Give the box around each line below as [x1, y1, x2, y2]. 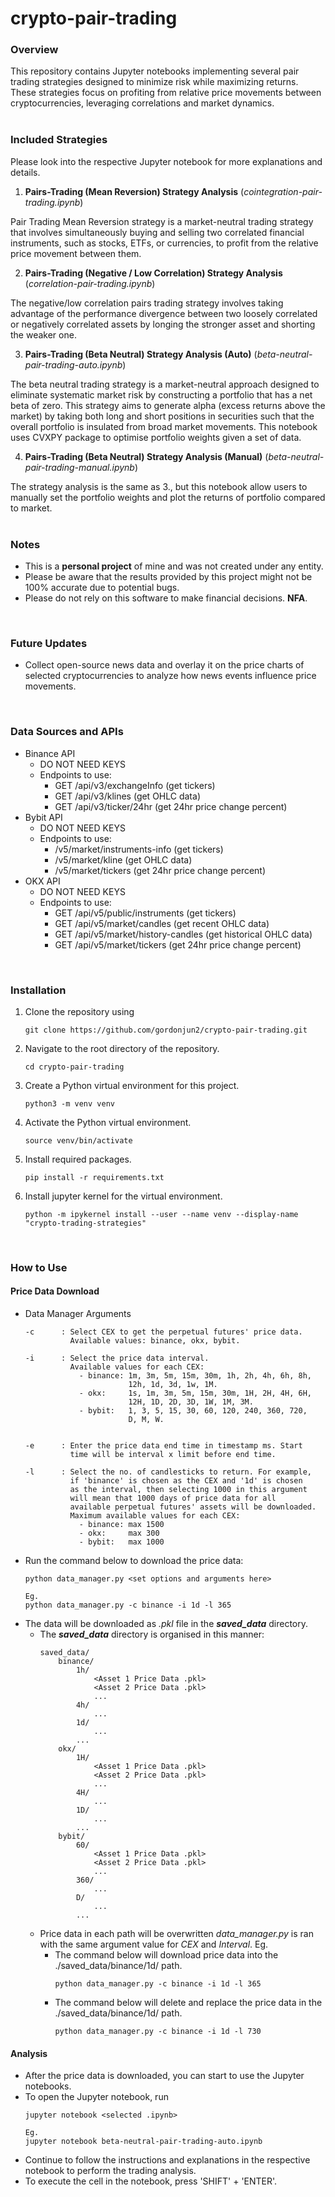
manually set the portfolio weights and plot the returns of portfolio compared [10, 491, 326, 503]
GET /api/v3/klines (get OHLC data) [54, 790, 201, 802]
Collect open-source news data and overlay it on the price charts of [24, 659, 305, 671]
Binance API [24, 747, 76, 759]
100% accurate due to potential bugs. [24, 582, 180, 594]
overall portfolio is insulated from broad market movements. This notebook [10, 420, 318, 432]
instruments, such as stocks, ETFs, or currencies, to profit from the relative [10, 237, 319, 249]
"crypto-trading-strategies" [24, 1218, 147, 1228]
